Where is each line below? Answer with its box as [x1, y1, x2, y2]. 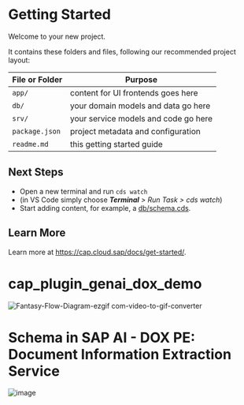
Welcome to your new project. [8, 32, 106, 41]
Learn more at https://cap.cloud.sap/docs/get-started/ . [8, 247, 187, 257]
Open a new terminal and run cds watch [19, 186, 148, 196]
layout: [8, 55, 30, 65]
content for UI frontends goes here [69, 87, 198, 98]
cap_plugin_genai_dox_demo [8, 275, 202, 293]
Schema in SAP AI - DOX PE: [8, 328, 195, 347]
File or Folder [12, 73, 63, 84]
